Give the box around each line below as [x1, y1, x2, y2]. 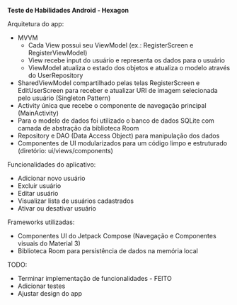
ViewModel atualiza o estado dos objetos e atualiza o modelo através [28, 64, 231, 72]
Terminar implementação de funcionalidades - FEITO [17, 274, 172, 282]
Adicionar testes [17, 282, 66, 290]
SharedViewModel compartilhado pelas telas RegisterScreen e [17, 79, 200, 87]
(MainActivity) [17, 109, 59, 117]
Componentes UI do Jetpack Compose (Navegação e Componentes [17, 232, 217, 240]
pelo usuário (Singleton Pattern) [17, 94, 111, 102]
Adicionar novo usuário [17, 174, 86, 182]
